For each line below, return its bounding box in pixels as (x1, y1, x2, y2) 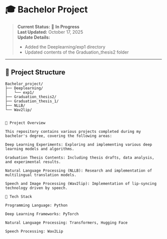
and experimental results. (5, 159, 61, 164)
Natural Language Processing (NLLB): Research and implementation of (5, 168, 153, 173)
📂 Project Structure (5, 68, 66, 77)
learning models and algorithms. (5, 146, 75, 151)
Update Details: (17, 34, 51, 40)
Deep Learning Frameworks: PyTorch (5, 211, 79, 216)
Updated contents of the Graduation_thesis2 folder (24, 49, 129, 55)
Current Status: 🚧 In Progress (17, 23, 80, 30)
